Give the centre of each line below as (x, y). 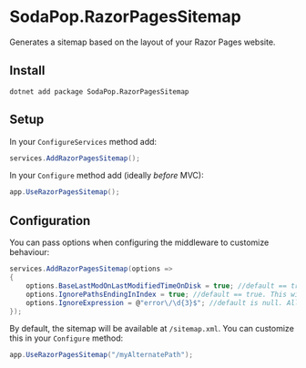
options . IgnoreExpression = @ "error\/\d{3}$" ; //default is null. (154, 302)
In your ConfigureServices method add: (83, 141)
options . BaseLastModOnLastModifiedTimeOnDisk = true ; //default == (156, 286)
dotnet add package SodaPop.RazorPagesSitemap (99, 92)
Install (27, 71)
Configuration (50, 220)
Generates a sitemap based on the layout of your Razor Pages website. (143, 42)
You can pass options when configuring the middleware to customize (139, 242)
